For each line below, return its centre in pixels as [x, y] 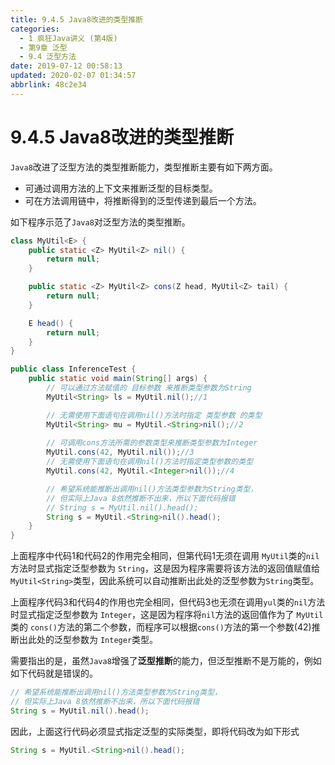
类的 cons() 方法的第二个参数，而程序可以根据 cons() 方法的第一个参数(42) [161, 627]
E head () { [51, 323]
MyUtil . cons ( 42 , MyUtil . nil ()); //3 [120, 452]
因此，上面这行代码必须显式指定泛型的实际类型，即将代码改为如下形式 [155, 731]
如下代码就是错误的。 [54, 673]
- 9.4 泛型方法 [48, 57]
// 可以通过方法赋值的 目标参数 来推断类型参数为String [149, 388]
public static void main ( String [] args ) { [118, 379]
